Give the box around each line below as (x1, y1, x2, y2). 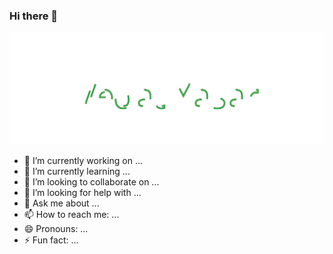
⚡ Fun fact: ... (23, 234, 79, 246)
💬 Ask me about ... (23, 197, 100, 209)
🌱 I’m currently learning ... (23, 165, 131, 177)
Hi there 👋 (9, 9, 59, 23)
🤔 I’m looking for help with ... (23, 186, 142, 198)
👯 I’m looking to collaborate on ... (23, 175, 160, 188)
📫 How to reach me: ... (23, 208, 120, 220)
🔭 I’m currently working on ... (23, 154, 143, 166)
